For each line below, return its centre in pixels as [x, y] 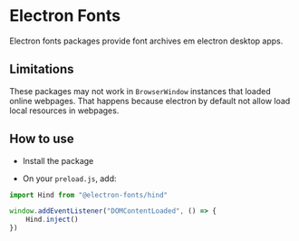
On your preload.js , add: [69, 178]
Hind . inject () [52, 220]
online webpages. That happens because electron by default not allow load [150, 101]
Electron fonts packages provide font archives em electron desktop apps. [146, 41]
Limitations [42, 69]
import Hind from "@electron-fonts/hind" [89, 195]
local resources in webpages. [64, 111]
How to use [42, 139]
